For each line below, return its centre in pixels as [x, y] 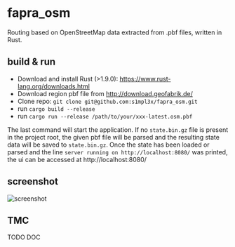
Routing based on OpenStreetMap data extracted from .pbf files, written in [115, 32]
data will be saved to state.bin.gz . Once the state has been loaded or [108, 145]
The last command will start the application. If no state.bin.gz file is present [118, 129]
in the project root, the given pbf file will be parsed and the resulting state [113, 137]
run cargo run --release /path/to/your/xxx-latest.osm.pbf [105, 116]
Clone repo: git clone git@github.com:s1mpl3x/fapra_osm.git [107, 101]
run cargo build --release [56, 108]
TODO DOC [24, 237]
